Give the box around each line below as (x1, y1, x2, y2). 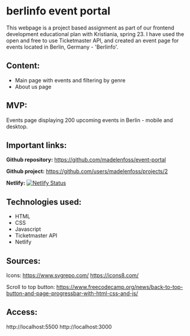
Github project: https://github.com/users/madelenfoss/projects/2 (6, 168, 168, 175)
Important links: (6, 140, 67, 150)
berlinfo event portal (6, 4, 111, 18)
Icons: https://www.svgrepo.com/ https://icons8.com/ (6, 272, 139, 279)
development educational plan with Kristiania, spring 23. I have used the (6, 30, 185, 37)
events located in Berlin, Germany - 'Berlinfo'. (6, 43, 119, 50)
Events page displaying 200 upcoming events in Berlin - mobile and (6, 116, 173, 124)
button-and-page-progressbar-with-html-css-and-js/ (6, 290, 138, 297)
